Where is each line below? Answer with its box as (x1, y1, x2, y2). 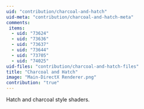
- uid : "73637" (11, 42, 49, 48)
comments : (6, 19, 31, 25)
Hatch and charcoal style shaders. (6, 96, 90, 103)
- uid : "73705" (11, 52, 49, 58)
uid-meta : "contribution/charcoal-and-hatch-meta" (6, 14, 134, 20)
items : (8, 25, 25, 31)
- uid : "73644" (11, 47, 49, 53)
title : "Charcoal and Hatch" (6, 69, 78, 75)
